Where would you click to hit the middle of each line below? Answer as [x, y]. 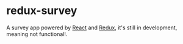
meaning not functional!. [37, 34]
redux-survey [42, 11]
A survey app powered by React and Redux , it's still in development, [92, 28]
